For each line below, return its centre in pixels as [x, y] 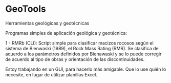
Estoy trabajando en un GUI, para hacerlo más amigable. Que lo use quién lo [86, 69]
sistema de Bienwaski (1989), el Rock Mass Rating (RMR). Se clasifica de [82, 48]
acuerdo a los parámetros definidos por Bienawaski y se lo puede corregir [83, 54]
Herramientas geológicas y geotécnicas [47, 23]
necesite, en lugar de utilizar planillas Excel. [51, 74]
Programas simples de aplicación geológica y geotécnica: [66, 33]
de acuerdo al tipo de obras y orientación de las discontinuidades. [75, 59]
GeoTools [26, 9]
